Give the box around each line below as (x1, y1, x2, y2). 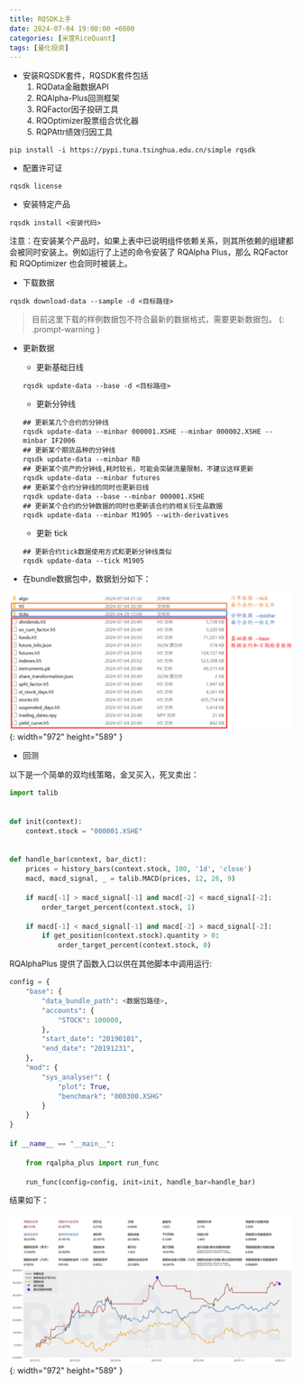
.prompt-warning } (31, 324, 101, 335)
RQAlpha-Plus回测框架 (35, 93, 120, 104)
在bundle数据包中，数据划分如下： (22, 573, 151, 584)
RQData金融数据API (35, 81, 110, 92)
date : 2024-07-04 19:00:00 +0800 (9, 23, 135, 33)
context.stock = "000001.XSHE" (25, 826, 143, 835)
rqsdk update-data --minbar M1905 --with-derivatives (22, 511, 229, 520)
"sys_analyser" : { (41, 1073, 111, 1082)
